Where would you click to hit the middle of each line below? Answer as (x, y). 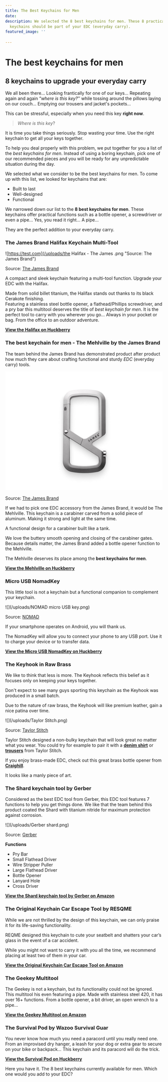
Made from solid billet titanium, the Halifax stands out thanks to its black (79, 293)
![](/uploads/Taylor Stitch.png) (36, 720)
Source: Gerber (21, 835)
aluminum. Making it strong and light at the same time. (61, 518)
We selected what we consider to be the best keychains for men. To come (81, 174)
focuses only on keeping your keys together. (51, 681)
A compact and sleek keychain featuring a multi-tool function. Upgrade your (83, 278)
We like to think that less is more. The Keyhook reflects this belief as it (77, 675)
